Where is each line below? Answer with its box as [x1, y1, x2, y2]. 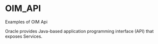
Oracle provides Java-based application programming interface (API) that [5, 28, 154, 34]
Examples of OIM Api [5, 19, 48, 25]
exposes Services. [5, 33, 43, 39]
